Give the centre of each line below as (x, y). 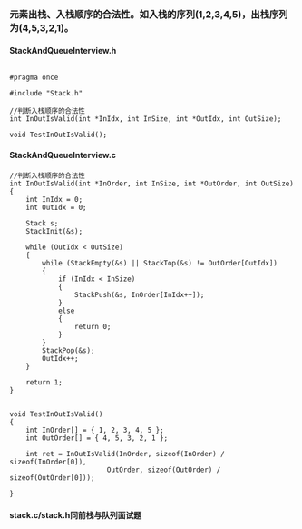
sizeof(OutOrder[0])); (52, 478)
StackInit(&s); (54, 232)
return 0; (93, 327)
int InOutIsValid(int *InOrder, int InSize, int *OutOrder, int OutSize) (152, 184)
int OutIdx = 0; (57, 208)
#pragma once (34, 78)
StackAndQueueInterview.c (63, 155)
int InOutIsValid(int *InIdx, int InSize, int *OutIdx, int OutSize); (146, 119)
